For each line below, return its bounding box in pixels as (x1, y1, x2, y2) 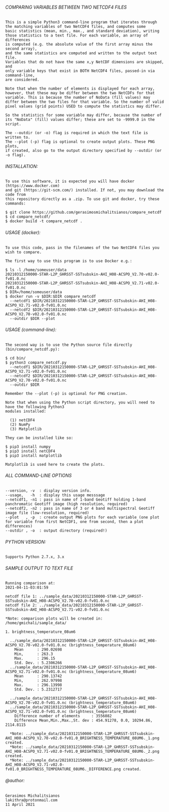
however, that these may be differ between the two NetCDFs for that (5, 91, 155, 96)
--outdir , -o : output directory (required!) (5, 528, 108, 534)
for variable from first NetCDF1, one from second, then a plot (5, 519, 144, 524)
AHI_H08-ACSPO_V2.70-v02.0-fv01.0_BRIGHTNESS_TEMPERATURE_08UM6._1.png (5, 736, 159, 741)
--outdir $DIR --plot (10, 316, 56, 321)
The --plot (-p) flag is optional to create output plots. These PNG (5, 139, 155, 144)
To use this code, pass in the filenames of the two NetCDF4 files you (5, 245, 159, 250)
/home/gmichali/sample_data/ (5, 621, 67, 626)
